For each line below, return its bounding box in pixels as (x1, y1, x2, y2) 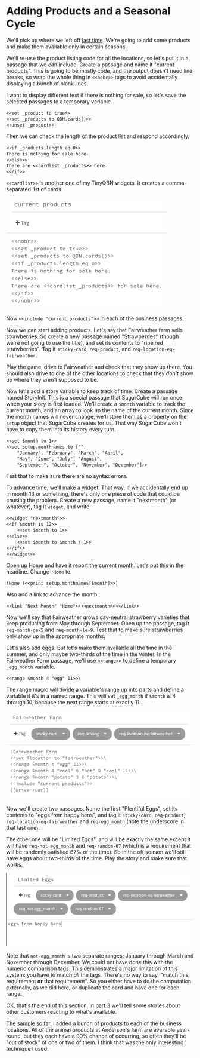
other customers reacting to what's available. (6, 1008, 117, 1015)
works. (6, 861, 23, 868)
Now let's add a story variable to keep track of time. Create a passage (6, 387, 178, 395)
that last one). (6, 824, 40, 831)
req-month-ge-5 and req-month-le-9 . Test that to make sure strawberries (6, 626, 183, 633)
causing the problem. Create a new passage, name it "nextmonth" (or (6, 496, 177, 504)
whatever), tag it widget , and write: (6, 503, 91, 510)
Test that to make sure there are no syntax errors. (6, 472, 128, 479)
